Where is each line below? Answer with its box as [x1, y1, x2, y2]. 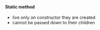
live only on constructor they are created [12, 15, 96, 20]
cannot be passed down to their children [12, 20, 95, 26]
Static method [5, 4, 35, 10]
